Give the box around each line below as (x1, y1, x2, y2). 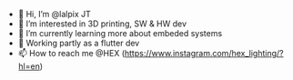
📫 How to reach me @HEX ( (17, 48, 126, 58)
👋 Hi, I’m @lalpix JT (17, 9, 91, 19)
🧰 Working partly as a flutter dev (17, 37, 140, 48)
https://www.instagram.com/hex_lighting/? (124, 48, 284, 58)
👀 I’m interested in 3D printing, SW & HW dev (17, 18, 187, 29)
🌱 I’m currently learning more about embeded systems (17, 28, 223, 38)
